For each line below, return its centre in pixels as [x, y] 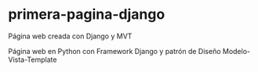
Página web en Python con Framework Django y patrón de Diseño [114, 51]
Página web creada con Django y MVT [70, 36]
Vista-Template [33, 59]
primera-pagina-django [87, 14]
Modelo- [236, 51]
